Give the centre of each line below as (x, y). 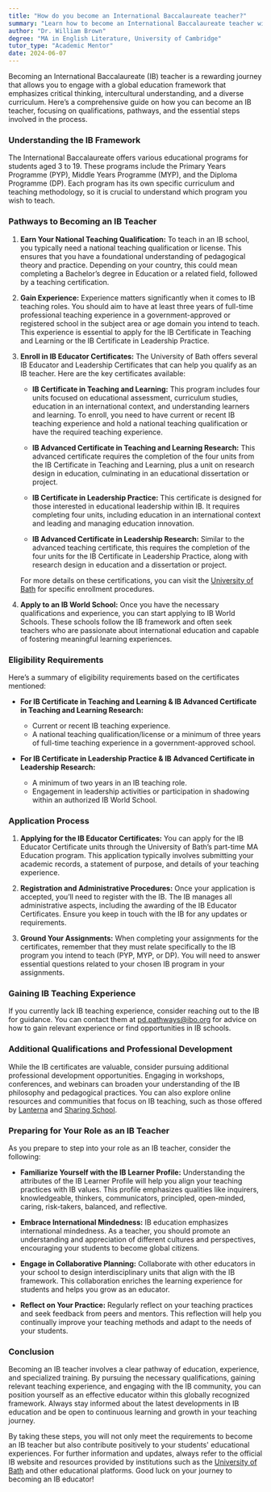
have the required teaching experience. (98, 432)
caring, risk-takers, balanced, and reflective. (94, 1207)
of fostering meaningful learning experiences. (96, 639)
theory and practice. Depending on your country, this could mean (129, 265)
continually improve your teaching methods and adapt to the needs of (136, 1322)
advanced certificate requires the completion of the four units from (143, 456)
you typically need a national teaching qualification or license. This (131, 248)
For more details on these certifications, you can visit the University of (137, 580)
